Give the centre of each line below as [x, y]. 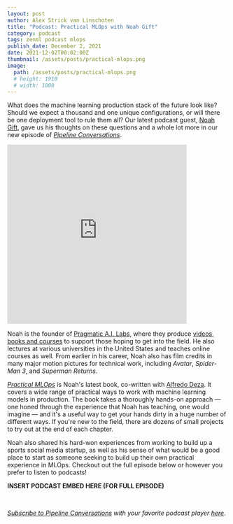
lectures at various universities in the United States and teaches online [109, 349]
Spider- [206, 364]
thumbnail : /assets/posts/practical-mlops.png [76, 59]
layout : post [26, 14]
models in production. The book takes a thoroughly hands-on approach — [114, 399]
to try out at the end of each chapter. [60, 429]
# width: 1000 [34, 85]
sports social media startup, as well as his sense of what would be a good [114, 450]
